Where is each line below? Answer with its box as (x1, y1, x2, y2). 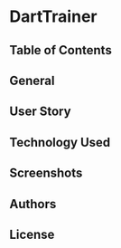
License (9, 226, 55, 242)
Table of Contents (9, 43, 113, 58)
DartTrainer (9, 6, 98, 27)
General (9, 72, 56, 88)
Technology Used (9, 134, 111, 150)
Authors (9, 196, 57, 212)
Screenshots (9, 166, 83, 181)
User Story (9, 104, 71, 119)
